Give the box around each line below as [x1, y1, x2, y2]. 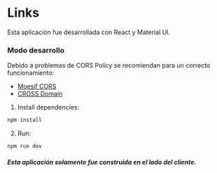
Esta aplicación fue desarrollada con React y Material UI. [7, 28, 171, 36]
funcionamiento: [7, 68, 55, 77]
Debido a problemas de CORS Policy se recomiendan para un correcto [7, 61, 211, 70]
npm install [7, 116, 42, 123]
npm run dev [7, 143, 42, 150]
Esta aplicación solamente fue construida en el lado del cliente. [7, 158, 197, 166]
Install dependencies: [17, 103, 80, 112]
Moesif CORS [17, 82, 57, 91]
